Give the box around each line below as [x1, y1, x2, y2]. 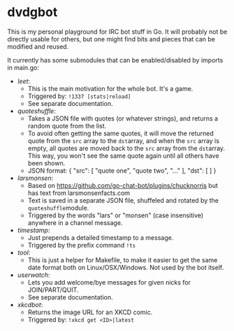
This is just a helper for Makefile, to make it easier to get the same [27, 255, 218, 264]
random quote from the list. [27, 121, 107, 130]
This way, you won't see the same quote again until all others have [27, 151, 219, 160]
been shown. [27, 158, 66, 167]
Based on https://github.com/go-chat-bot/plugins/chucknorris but [27, 181, 218, 189]
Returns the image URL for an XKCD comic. [27, 308, 153, 316]
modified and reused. [7, 42, 69, 50]
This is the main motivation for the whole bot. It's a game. [27, 84, 193, 93]
